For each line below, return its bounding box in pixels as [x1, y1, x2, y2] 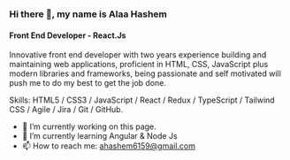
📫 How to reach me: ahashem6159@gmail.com [21, 141, 196, 151]
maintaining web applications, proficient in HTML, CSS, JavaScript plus [9, 59, 269, 70]
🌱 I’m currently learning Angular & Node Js [21, 131, 179, 141]
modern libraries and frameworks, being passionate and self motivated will [9, 68, 281, 79]
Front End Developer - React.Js [9, 30, 126, 41]
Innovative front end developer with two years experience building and [9, 50, 267, 60]
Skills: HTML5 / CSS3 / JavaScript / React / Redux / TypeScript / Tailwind [9, 95, 276, 105]
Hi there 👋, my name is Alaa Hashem [9, 8, 168, 20]
